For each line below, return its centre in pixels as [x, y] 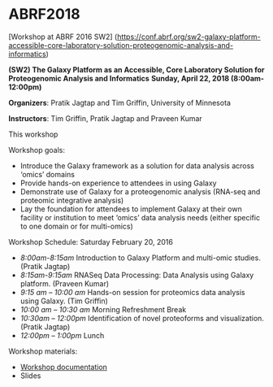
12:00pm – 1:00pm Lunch [62, 335]
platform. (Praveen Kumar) [65, 283]
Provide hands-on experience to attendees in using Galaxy [118, 183]
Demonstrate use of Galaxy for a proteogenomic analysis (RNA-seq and [140, 191]
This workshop [33, 134]
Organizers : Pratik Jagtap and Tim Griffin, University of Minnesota [120, 102]
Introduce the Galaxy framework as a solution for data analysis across [137, 165]
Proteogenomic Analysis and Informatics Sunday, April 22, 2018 [119, 78]
